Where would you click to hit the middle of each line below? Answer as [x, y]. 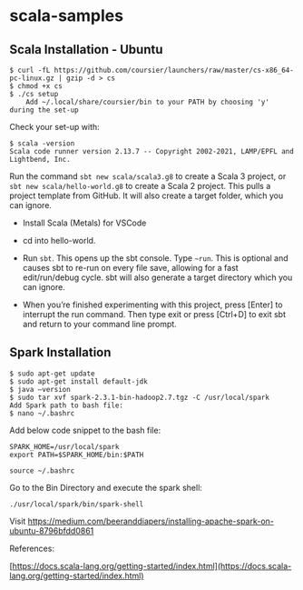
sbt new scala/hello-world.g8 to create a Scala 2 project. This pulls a [140, 186]
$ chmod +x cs [36, 86]
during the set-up [44, 110]
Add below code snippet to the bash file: [85, 430]
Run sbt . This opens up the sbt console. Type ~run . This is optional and [155, 258]
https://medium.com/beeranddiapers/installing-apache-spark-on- [151, 521]
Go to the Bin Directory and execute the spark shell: [106, 487]
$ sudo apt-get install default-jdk [78, 381]
